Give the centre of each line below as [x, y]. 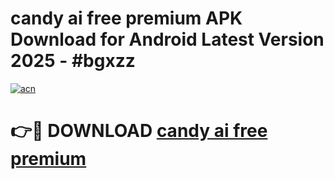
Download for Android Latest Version [167, 39]
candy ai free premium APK [126, 18]
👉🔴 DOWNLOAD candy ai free [139, 131]
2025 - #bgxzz [73, 61]
